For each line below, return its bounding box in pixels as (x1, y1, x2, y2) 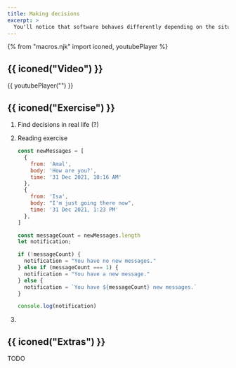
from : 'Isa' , (30, 193, 69, 200)
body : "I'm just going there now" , (30, 200, 135, 207)
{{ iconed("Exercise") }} (7, 102, 116, 114)
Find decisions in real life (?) (17, 121, 100, 128)
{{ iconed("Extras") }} (7, 336, 106, 348)
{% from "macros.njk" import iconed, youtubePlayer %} (7, 43, 169, 51)
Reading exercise (17, 134, 68, 142)
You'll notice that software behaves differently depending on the (13, 23, 216, 30)
